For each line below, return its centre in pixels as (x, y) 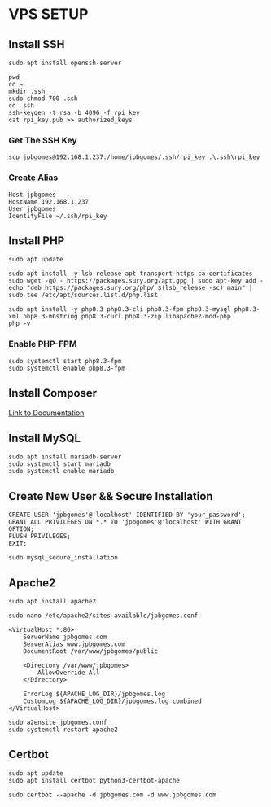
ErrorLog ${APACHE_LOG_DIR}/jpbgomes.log (94, 694)
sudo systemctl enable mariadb (61, 471)
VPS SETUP (48, 14)
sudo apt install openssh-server (65, 63)
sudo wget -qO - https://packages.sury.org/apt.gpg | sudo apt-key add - (136, 281)
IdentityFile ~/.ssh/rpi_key (58, 216)
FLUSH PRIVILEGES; (39, 537)
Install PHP (37, 241)
